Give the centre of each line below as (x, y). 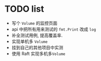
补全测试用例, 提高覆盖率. (37, 35)
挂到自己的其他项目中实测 (37, 47)
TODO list (24, 9)
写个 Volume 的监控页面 (34, 23)
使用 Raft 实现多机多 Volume (38, 53)
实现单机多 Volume (30, 41)
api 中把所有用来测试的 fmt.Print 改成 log (54, 29)
